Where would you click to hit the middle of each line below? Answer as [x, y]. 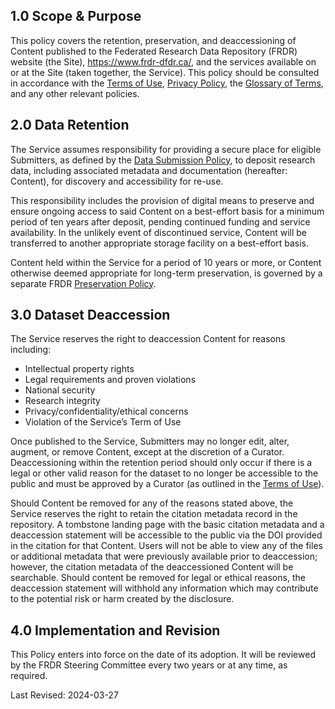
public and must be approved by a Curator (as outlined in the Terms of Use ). [167, 484]
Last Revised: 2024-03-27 [64, 695]
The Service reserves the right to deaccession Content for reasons [148, 339]
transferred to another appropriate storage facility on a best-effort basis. [159, 243]
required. [29, 676]
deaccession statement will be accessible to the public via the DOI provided [166, 535]
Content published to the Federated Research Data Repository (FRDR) [154, 51]
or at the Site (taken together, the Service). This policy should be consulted [165, 72]
